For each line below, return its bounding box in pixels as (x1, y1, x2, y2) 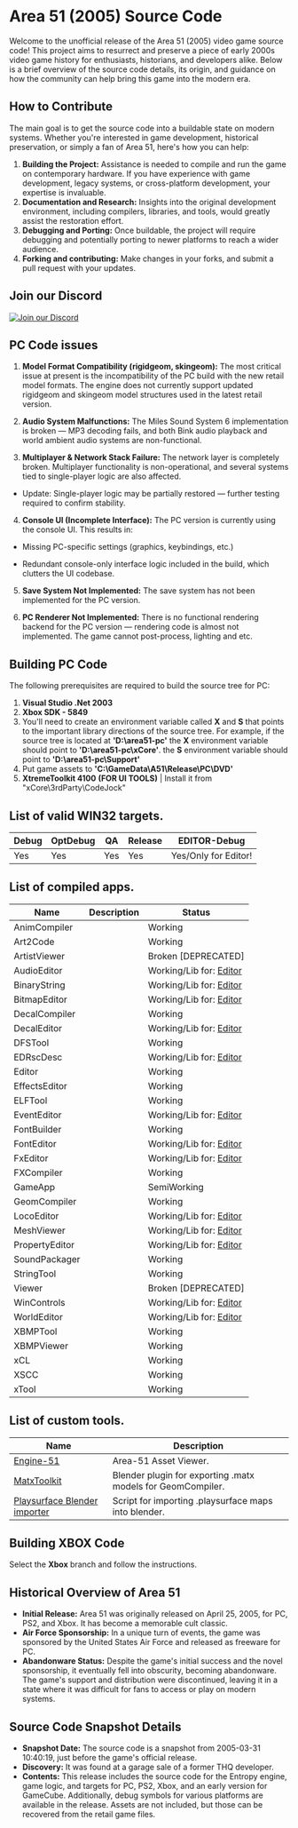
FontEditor (13, 1137, 58, 1149)
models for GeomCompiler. (112, 1480, 225, 1492)
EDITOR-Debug (177, 835, 246, 846)
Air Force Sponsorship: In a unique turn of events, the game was (21, 1627, 261, 1638)
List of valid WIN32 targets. (9, 808, 164, 823)
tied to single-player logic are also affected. (21, 471, 182, 481)
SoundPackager (13, 1252, 81, 1265)
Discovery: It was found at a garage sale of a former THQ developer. (21, 1761, 274, 1773)
